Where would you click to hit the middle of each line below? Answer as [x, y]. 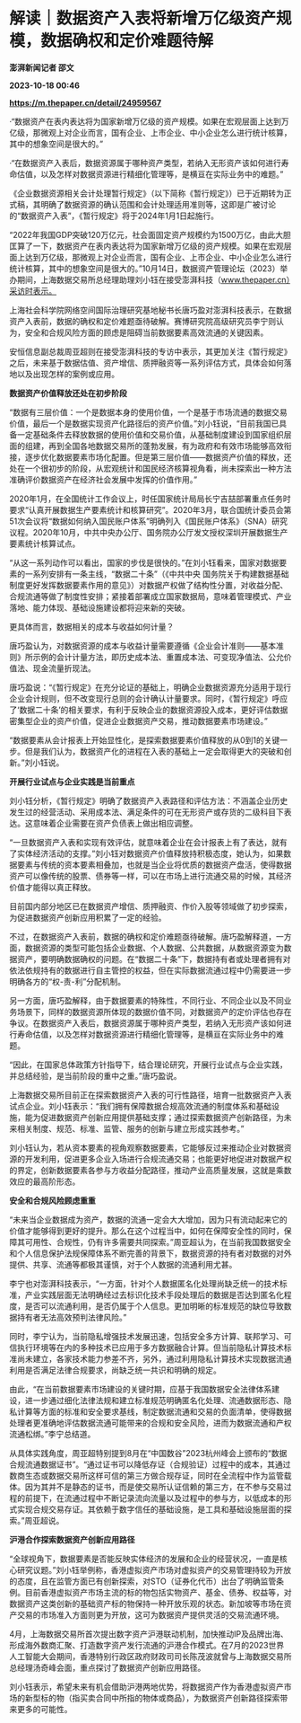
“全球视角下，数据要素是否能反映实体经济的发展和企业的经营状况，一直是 [145, 1559]
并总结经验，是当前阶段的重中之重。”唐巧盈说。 [95, 1075]
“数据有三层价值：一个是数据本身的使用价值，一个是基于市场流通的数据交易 [149, 412]
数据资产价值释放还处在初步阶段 [68, 393]
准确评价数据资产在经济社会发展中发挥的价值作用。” [103, 479]
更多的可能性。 [44, 1709]
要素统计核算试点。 [45, 543]
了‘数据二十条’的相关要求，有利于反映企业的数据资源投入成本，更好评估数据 [149, 710]
